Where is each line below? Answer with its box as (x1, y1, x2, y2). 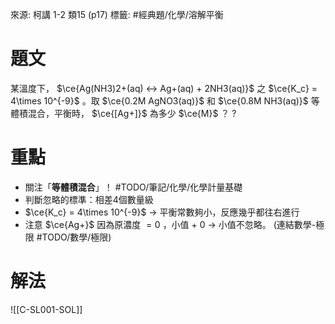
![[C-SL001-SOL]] (10, 303, 83, 315)
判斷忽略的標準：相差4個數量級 (24, 193, 154, 205)
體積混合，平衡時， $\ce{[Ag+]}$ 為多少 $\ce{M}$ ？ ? (10, 107, 237, 119)
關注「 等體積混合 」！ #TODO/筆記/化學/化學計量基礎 (24, 181, 243, 193)
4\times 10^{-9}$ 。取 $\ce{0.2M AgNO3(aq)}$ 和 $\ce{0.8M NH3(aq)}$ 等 (10, 94, 320, 107)
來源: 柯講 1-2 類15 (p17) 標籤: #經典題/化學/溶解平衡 (10, 9, 224, 20)
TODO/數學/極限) (41, 231, 112, 243)
